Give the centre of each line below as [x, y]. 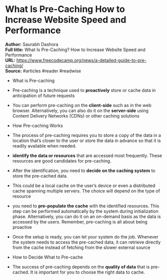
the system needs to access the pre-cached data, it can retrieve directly [86, 242]
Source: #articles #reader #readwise [43, 70]
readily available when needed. [44, 145]
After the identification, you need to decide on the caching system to [84, 170]
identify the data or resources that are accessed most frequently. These [87, 155]
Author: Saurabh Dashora [32, 44]
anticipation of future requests [43, 95]
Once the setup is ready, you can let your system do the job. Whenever [85, 236]
